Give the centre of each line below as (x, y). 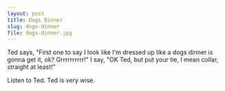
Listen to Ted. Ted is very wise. (51, 81)
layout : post (26, 13)
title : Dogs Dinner (35, 20)
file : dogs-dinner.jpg (40, 33)
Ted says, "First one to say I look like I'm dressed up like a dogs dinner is (110, 52)
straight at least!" (32, 67)
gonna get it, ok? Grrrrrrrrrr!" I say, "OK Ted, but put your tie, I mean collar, (113, 60)
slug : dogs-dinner (33, 26)
